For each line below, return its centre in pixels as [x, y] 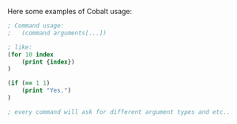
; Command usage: [36, 26]
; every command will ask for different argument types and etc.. [119, 112]
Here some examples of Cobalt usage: [70, 11]
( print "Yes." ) [47, 91]
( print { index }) [49, 62]
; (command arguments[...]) [57, 33]
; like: [20, 47]
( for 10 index [31, 54]
